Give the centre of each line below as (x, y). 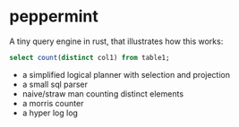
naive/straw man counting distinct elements (103, 93)
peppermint (54, 17)
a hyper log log (50, 113)
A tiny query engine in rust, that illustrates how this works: (116, 41)
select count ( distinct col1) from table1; (90, 57)
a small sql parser (55, 84)
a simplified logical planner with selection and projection (126, 74)
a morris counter (53, 103)
